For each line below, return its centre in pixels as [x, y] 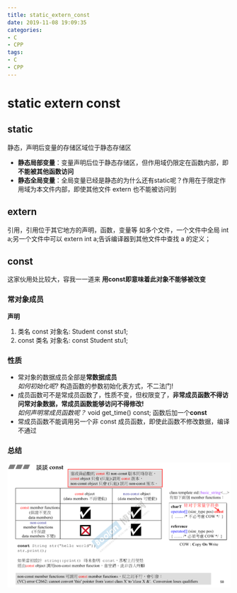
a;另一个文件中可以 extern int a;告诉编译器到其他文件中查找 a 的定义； [109, 238]
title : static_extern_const [49, 15]
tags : [15, 52]
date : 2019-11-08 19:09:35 [47, 22]
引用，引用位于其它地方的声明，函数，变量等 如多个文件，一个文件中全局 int [118, 230]
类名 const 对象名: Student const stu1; [73, 331]
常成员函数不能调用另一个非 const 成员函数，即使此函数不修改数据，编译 [123, 421]
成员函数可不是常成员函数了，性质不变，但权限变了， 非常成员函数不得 [120, 394]
